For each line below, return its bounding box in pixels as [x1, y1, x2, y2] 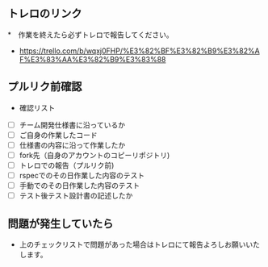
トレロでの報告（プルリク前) [19, 160, 115, 170]
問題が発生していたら [7, 216, 114, 231]
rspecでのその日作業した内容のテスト [19, 170, 145, 180]
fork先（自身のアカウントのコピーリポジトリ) [19, 150, 170, 160]
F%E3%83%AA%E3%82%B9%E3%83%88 [19, 54, 166, 64]
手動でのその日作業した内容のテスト [19, 181, 140, 190]
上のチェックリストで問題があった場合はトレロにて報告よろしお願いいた [19, 240, 260, 249]
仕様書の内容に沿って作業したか [19, 140, 126, 150]
